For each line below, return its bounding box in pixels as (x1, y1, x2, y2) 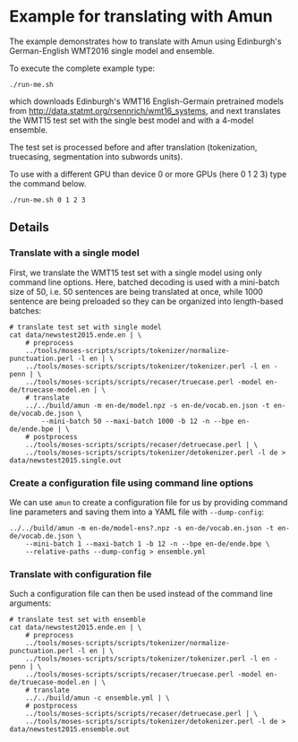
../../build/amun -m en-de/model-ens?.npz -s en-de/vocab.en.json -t (9, 523, 275, 532)
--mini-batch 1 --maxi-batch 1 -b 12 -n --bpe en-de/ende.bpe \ (25, 539, 270, 548)
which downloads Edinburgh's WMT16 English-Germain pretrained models (9, 96, 285, 107)
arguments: (9, 598, 52, 608)
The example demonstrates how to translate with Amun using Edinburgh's (9, 36, 282, 47)
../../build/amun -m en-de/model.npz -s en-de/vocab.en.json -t (25, 401, 270, 410)
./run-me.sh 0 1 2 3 (9, 195, 87, 204)
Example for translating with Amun (9, 6, 273, 27)
